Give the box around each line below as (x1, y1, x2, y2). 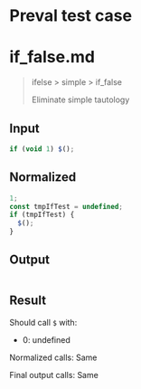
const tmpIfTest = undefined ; (9, 202, 124, 211)
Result (9, 293, 47, 308)
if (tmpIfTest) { (9, 210, 75, 220)
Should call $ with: (9, 317, 78, 327)
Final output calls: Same (9, 369, 99, 380)
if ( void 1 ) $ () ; (9, 144, 75, 154)
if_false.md (9, 47, 96, 68)
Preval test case (9, 5, 133, 26)
